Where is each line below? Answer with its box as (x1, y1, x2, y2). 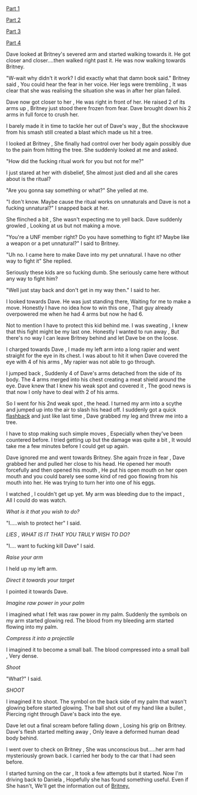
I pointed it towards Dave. (6, 588, 68, 595)
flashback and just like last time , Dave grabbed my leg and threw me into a (6, 412, 188, 419)
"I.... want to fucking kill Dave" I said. (6, 542, 95, 549)
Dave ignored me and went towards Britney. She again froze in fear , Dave (6, 454, 185, 461)
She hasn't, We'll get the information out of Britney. (6, 783, 130, 789)
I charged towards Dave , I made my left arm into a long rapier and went (6, 346, 180, 353)
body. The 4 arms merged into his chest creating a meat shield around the (6, 376, 186, 383)
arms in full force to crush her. (6, 111, 79, 118)
